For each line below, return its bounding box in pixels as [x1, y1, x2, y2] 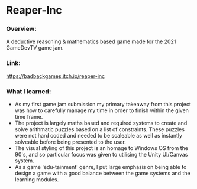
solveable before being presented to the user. [14, 138, 126, 145]
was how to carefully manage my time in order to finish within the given [14, 107, 189, 114]
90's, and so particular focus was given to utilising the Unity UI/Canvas [14, 151, 188, 158]
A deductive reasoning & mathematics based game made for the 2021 [6, 38, 176, 45]
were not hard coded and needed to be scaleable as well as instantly [14, 132, 182, 139]
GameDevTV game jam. [6, 44, 64, 51]
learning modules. [14, 176, 59, 183]
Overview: [6, 25, 37, 33]
